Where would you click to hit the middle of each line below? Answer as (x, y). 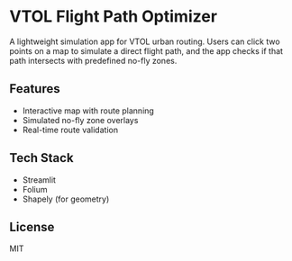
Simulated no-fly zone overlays (80, 120)
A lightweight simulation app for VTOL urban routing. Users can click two (145, 41)
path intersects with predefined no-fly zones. (93, 60)
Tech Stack (41, 158)
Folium (35, 189)
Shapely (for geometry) (66, 199)
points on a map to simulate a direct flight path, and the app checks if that (146, 50)
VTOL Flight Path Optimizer (114, 17)
